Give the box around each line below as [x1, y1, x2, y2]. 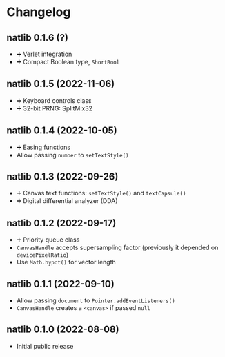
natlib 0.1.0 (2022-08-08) [6, 324, 119, 336]
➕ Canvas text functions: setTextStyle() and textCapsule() [16, 189, 186, 197]
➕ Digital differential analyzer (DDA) [16, 197, 118, 205]
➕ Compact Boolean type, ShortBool [16, 58, 120, 66]
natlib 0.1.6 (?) [6, 32, 68, 44]
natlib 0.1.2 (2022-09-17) [6, 217, 117, 229]
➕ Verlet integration [16, 50, 72, 58]
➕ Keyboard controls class [16, 96, 92, 104]
